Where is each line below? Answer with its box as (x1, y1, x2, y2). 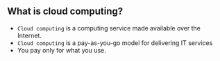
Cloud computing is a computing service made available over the (17, 24, 201, 32)
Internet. (17, 31, 42, 40)
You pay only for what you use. (17, 46, 106, 54)
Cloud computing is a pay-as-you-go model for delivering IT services (17, 38, 213, 47)
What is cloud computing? (7, 6, 124, 17)
